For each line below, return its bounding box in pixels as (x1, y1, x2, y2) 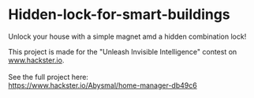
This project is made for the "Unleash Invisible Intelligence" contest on (8, 47, 237, 56)
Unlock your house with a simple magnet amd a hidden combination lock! (8, 32, 247, 41)
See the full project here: (8, 72, 89, 81)
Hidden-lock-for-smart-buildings (8, 6, 230, 24)
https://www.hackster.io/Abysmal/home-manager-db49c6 (8, 81, 197, 90)
